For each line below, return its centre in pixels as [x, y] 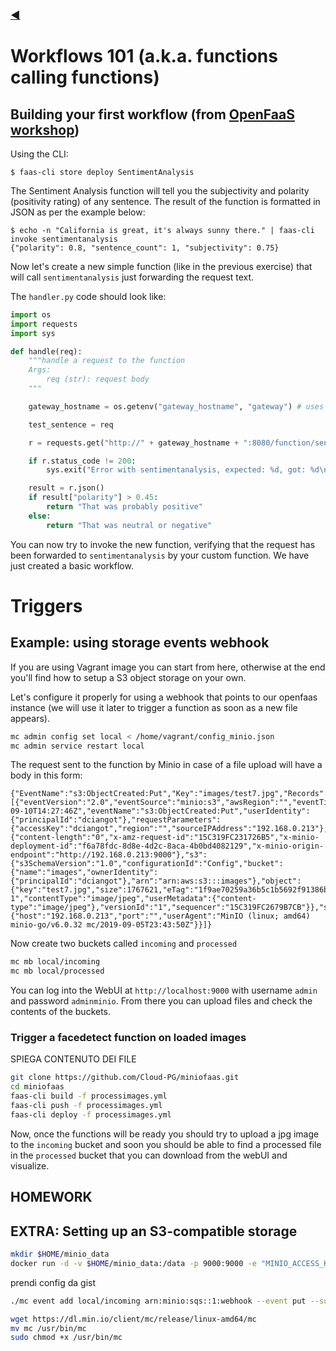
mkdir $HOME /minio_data [60, 1254]
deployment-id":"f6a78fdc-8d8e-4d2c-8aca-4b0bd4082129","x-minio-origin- [167, 846]
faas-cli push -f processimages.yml [86, 1106]
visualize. [30, 1165]
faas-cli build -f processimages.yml [89, 1096]
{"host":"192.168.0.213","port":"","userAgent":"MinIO [127, 916]
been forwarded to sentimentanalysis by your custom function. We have [160, 555]
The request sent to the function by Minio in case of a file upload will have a [166, 765]
